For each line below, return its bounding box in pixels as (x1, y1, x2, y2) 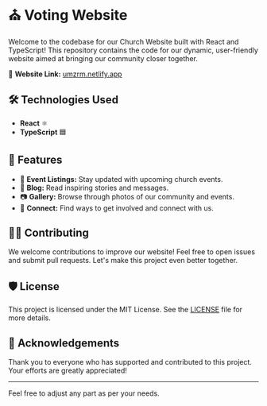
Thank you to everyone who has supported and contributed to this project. (8, 358, 253, 366)
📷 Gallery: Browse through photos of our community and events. (19, 191, 234, 201)
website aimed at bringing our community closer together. (8, 53, 199, 63)
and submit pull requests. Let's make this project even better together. (8, 256, 238, 265)
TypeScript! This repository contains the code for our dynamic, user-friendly (8, 45, 258, 55)
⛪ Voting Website (8, 6, 128, 25)
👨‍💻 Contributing (8, 226, 90, 239)
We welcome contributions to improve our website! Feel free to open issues (8, 247, 256, 257)
